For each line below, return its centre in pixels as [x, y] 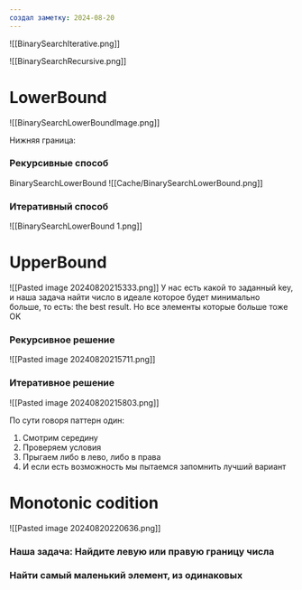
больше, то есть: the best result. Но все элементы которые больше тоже [149, 307]
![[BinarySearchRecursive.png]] [68, 61]
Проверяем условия [62, 447]
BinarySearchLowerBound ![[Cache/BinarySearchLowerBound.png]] [136, 183]
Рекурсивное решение [62, 340]
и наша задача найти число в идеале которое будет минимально [135, 297]
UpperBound [58, 262]
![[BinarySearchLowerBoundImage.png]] [85, 122]
